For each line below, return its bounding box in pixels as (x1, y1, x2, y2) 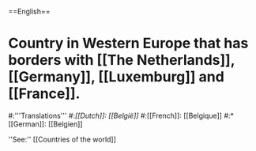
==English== (8, 7, 51, 16)
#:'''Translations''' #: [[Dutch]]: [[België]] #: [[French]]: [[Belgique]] (8, 111, 223, 120)
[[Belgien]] (47, 119, 83, 129)
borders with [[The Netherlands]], (8, 51, 235, 70)
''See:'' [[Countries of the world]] (8, 134, 117, 144)
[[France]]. (8, 85, 81, 103)
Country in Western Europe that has (8, 35, 249, 52)
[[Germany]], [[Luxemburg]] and (8, 68, 225, 86)
